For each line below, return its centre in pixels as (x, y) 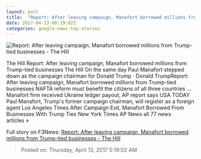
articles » (18, 121)
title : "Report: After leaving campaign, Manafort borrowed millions (96, 17)
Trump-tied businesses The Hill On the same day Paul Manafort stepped (95, 70)
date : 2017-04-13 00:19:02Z (41, 23)
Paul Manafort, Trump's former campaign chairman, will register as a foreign (100, 102)
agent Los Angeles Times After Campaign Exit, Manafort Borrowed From (95, 108)
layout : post (22, 12)
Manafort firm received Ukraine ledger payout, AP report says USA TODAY (98, 95)
